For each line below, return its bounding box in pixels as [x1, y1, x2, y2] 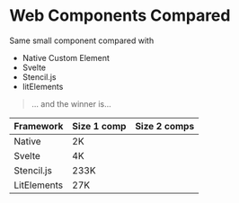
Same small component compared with [9, 35, 155, 46]
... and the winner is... [31, 98, 112, 109]
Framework [13, 119, 64, 132]
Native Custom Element [22, 52, 111, 63]
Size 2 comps [134, 119, 195, 132]
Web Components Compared [9, 5, 231, 26]
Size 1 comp [71, 119, 127, 132]
